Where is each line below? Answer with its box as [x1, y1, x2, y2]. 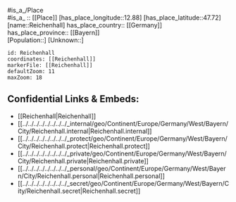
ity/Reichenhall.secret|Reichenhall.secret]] [17, 187, 141, 195]
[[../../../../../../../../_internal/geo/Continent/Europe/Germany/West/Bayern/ [17, 119, 229, 127]
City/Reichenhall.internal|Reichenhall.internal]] [17, 127, 152, 135]
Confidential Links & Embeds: [7, 93, 139, 105]
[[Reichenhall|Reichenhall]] [17, 112, 97, 120]
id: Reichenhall [7, 49, 55, 56]
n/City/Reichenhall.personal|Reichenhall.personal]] [17, 172, 166, 180]
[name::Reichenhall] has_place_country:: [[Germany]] [7, 21, 162, 29]
